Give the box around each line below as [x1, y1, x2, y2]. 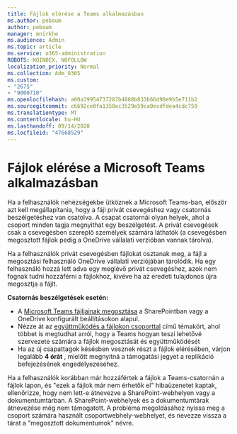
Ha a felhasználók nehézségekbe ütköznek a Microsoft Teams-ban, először [7, 198, 228, 206]
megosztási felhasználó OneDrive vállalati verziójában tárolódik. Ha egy [7, 257, 216, 266]
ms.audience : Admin [7, 37, 65, 44]
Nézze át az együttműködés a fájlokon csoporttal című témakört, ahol [17, 322, 221, 330]
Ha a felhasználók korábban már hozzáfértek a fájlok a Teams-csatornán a [7, 374, 225, 382]
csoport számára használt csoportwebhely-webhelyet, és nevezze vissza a [7, 411, 227, 420]
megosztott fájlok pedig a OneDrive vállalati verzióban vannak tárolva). [7, 235, 214, 245]
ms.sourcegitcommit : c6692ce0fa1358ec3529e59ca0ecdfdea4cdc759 [7, 103, 198, 110]
